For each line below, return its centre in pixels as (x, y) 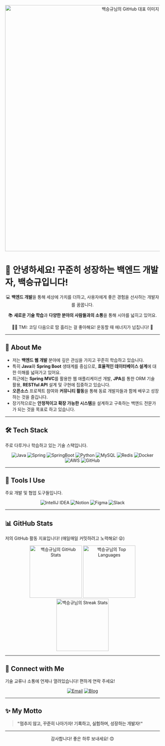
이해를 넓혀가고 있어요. (39, 372)
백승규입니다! (43, 282)
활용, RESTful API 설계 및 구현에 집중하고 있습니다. (61, 385)
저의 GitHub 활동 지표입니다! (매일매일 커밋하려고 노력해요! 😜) (65, 538)
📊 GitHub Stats (29, 523)
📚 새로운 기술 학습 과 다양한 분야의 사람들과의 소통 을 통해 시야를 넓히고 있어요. (82, 315)
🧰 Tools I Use (25, 480)
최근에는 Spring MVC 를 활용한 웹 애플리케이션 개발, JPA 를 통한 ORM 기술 (83, 378)
